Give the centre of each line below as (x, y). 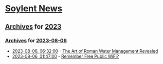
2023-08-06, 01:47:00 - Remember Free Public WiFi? (65, 56)
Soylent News (34, 9)
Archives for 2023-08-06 (36, 41)
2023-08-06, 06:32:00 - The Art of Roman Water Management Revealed (85, 51)
